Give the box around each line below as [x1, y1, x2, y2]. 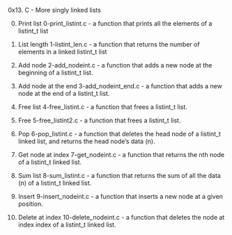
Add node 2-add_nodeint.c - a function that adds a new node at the [17, 61, 212, 69]
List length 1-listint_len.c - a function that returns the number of [17, 40, 201, 48]
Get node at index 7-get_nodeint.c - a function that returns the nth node [17, 151, 225, 159]
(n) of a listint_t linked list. [17, 179, 92, 187]
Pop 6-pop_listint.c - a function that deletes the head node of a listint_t [17, 130, 222, 138]
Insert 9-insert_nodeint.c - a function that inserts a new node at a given [17, 193, 224, 200]
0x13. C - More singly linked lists [8, 6, 102, 14]
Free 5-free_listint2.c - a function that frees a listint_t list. [17, 116, 181, 124]
